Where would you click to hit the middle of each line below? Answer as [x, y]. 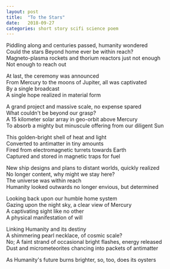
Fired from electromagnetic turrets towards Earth [66, 150]
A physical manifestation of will [44, 218]
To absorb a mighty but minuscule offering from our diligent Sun [85, 126]
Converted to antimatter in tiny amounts [55, 143]
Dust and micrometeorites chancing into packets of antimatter [82, 248]
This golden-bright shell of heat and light [56, 137]
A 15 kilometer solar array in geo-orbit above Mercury [72, 120]
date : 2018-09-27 [30, 23]
